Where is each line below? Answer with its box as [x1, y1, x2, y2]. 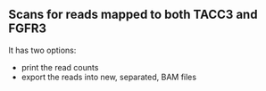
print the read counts [21, 62, 99, 72]
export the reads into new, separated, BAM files [21, 71, 197, 82]
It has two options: [8, 45, 77, 55]
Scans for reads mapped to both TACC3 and [8, 7, 258, 22]
